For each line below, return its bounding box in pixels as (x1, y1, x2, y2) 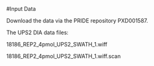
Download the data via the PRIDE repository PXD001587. (6, 17, 148, 24)
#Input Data (6, 5, 36, 12)
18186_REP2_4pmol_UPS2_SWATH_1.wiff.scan (6, 53, 121, 60)
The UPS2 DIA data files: (6, 29, 69, 36)
